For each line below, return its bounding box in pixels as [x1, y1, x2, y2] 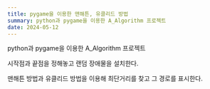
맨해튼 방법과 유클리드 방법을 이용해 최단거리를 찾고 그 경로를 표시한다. [7, 74, 203, 83]
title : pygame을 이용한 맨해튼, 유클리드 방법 [7, 10, 129, 18]
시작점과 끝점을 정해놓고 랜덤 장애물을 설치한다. [7, 59, 139, 68]
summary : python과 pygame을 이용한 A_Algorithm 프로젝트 [7, 17, 167, 24]
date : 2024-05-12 [7, 23, 59, 31]
